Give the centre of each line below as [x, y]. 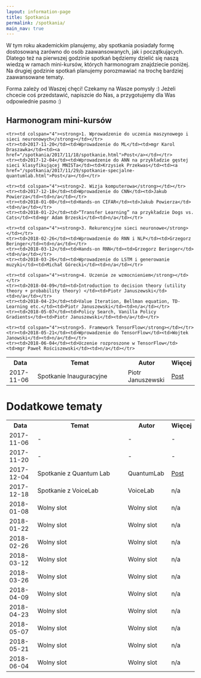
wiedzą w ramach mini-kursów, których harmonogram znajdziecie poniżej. [98, 65]
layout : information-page [38, 12]
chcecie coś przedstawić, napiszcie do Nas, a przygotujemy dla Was [91, 95]
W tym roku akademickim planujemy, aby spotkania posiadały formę [90, 45]
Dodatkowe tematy [54, 407]
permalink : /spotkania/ [36, 23]
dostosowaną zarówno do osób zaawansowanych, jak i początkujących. [95, 52]
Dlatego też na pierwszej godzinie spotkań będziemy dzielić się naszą [92, 58]
